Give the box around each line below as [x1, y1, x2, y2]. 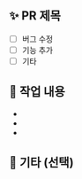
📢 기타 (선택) [9, 155, 74, 170]
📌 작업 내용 [9, 84, 66, 99]
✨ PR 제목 [9, 8, 62, 24]
